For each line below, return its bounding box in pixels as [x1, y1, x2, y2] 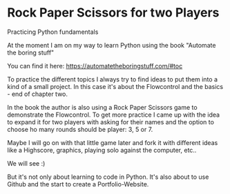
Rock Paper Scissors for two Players [7, 5, 220, 21]
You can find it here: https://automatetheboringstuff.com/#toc [7, 61, 183, 70]
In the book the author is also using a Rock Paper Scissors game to [7, 103, 198, 111]
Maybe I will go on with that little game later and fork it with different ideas [7, 138, 218, 146]
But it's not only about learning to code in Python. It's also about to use [7, 173, 209, 181]
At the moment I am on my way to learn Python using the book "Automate [7, 41, 216, 49]
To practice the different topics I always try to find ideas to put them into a [7, 75, 218, 84]
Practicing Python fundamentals [7, 28, 99, 36]
